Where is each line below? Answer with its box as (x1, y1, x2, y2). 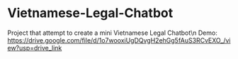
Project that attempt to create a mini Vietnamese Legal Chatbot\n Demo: (7, 28, 217, 37)
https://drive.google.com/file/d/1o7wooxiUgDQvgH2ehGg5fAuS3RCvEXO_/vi (7, 36, 231, 44)
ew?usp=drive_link (7, 43, 62, 52)
